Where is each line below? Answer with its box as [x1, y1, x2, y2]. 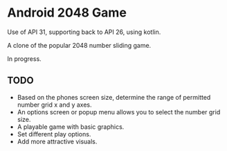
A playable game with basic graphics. [17, 123, 125, 131]
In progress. [7, 54, 42, 63]
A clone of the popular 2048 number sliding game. [7, 41, 152, 49]
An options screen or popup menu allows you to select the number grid [17, 107, 221, 116]
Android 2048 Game [7, 5, 127, 21]
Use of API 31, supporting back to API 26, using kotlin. [7, 28, 161, 36]
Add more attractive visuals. [17, 137, 98, 145]
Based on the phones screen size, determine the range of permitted [17, 93, 211, 101]
